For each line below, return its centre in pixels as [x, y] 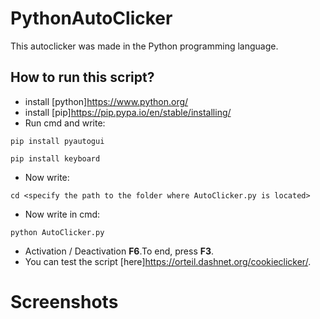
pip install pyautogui [57, 141]
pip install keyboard [55, 158]
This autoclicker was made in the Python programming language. [144, 46]
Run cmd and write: [65, 123]
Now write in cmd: [62, 214]
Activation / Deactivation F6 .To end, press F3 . [119, 251]
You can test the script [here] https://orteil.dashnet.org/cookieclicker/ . [168, 261]
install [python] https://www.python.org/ [106, 101]
